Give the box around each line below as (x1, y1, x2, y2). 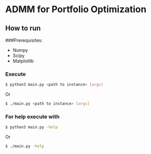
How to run (5, 24, 41, 33)
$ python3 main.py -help (5, 125, 58, 130)
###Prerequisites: (5, 37, 43, 43)
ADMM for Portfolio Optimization (5, 4, 146, 15)
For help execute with (5, 113, 60, 120)
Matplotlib (12, 58, 34, 64)
